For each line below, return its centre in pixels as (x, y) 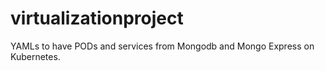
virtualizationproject (97, 18)
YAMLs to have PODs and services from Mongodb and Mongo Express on (162, 46)
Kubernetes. (35, 56)
